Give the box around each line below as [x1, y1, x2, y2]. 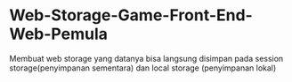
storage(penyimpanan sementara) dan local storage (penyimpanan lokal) [9, 63, 277, 73]
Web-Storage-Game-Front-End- [9, 5, 254, 26]
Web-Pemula [9, 24, 109, 44]
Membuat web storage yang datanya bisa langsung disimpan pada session [9, 53, 284, 63]
